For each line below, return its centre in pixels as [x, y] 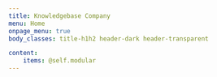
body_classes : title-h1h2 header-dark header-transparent [108, 38]
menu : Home [27, 24]
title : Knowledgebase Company [60, 16]
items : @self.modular [59, 61]
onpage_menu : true [39, 31]
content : [23, 53]
